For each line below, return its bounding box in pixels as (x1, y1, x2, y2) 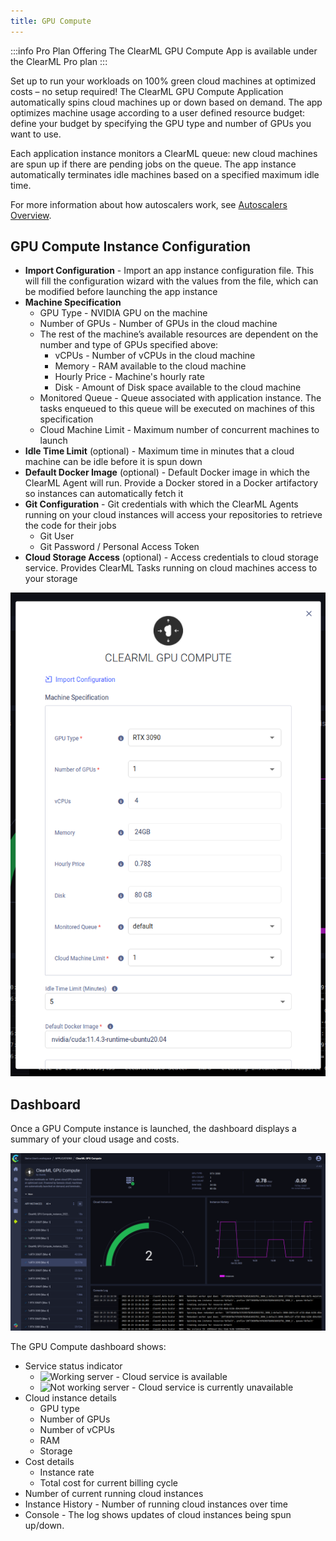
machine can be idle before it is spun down (24, 456, 203, 468)
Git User (39, 530, 75, 542)
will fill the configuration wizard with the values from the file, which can (24, 275, 319, 287)
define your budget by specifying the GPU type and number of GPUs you (10, 117, 312, 129)
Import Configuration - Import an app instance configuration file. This (24, 265, 315, 277)
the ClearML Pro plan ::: (10, 55, 108, 67)
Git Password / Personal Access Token (39, 541, 200, 553)
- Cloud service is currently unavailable (131, 1381, 294, 1393)
